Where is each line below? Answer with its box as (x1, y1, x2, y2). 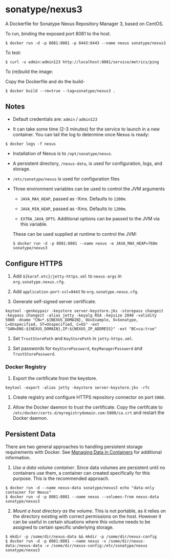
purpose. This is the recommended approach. (12, 475, 110, 481)
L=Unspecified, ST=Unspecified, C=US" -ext (5, 322, 100, 327)
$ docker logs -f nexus (5, 141, 56, 146)
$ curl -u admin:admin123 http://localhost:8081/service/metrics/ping (5, 59, 159, 65)
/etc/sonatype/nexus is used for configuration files (12, 176, 120, 182)
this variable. (20, 221, 48, 227)
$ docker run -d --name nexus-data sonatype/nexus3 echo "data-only (5, 485, 155, 490)
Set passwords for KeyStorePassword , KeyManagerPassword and (12, 345, 142, 351)
